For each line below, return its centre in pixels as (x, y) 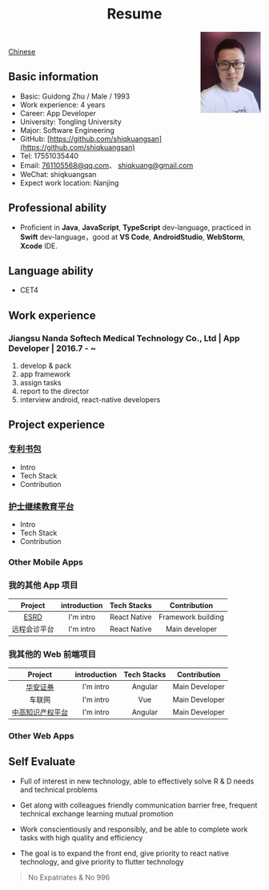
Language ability (51, 270)
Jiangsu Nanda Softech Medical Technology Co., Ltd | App (124, 338)
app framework (45, 374)
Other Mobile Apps (46, 562)
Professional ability (58, 208)
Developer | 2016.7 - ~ (52, 348)
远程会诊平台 (33, 629)
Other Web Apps (41, 735)
